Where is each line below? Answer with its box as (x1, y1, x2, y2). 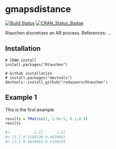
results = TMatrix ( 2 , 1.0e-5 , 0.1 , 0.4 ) (5, 116, 88, 121)
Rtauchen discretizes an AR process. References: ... (5, 30, 112, 36)
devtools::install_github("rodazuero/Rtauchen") (5, 79, 108, 85)
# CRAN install (5, 58, 37, 63)
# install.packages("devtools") (5, 75, 72, 80)
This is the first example (5, 106, 55, 112)
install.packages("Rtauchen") (5, 62, 68, 67)
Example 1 (5, 93, 37, 102)
